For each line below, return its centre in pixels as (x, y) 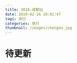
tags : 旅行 (16, 19)
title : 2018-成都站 (24, 10)
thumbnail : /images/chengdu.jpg (38, 28)
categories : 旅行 (22, 23)
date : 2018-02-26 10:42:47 (33, 14)
